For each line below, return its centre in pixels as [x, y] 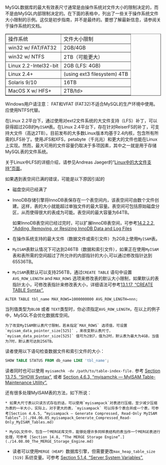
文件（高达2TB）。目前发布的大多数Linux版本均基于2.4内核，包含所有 [84, 133]
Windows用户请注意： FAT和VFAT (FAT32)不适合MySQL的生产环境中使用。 [82, 104]
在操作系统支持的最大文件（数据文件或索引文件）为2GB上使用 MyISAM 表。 [86, 239]
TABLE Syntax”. [28, 290]
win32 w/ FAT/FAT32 [32, 48]
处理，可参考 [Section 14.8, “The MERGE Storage [54, 437]
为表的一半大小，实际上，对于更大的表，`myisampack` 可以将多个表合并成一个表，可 [80, 408]
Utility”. [40, 382]
